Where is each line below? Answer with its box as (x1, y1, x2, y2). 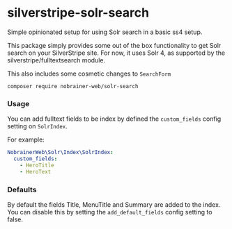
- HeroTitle (20, 162, 54, 169)
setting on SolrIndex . (7, 122, 68, 130)
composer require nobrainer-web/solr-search (7, 83, 139, 90)
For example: (7, 135, 45, 144)
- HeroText (20, 168, 52, 175)
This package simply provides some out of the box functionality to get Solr (7, 41, 222, 49)
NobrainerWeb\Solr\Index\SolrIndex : (7, 149, 114, 156)
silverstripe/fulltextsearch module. (7, 56, 106, 64)
